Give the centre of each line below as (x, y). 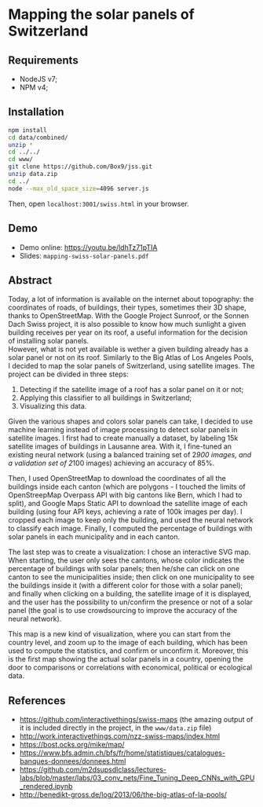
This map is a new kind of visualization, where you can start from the (120, 634)
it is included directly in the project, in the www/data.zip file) (115, 728)
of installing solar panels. (49, 341)
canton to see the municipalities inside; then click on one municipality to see (131, 577)
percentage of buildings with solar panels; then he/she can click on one (124, 569)
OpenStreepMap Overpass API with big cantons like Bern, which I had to (125, 495)
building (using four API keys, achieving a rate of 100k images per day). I (125, 512)
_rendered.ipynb (46, 787)
